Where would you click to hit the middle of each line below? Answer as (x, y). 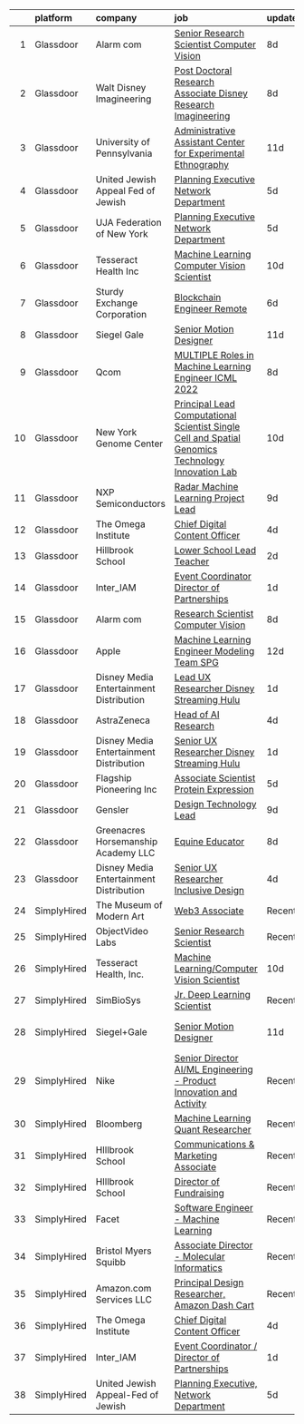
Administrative (205, 131)
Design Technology (215, 804)
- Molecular (199, 1257)
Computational (205, 415)
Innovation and (206, 1092)
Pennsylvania (124, 153)
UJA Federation (128, 223)
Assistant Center (210, 142)
